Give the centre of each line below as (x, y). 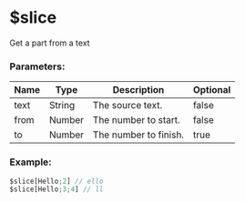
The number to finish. (138, 135)
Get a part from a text (50, 43)
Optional (212, 90)
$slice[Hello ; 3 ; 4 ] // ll (56, 189)
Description (138, 90)
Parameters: (37, 66)
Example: (31, 162)
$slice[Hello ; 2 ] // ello (56, 181)
